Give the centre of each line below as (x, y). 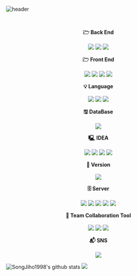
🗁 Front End (98, 59)
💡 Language (98, 86)
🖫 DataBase (98, 112)
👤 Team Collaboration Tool (98, 215)
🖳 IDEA (98, 138)
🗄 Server (98, 189)
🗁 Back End (98, 32)
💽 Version (98, 164)
